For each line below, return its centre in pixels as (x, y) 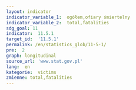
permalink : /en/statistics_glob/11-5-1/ (57, 45)
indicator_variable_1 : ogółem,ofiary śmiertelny (68, 17)
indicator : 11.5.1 (30, 34)
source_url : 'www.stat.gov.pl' (44, 61)
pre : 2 (16, 50)
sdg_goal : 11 (22, 28)
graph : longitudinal (31, 56)
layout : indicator (29, 12)
